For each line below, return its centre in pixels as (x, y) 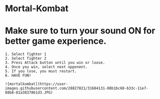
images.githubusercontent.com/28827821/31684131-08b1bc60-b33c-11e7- (77, 88)
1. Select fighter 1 (26, 54)
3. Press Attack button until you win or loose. (55, 63)
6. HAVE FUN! (18, 76)
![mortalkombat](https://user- (37, 84)
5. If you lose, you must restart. (41, 71)
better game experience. (56, 41)
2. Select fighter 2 (26, 59)
